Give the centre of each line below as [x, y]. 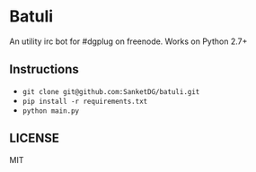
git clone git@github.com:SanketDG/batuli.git [111, 91]
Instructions [44, 69]
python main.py [51, 111]
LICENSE [35, 138]
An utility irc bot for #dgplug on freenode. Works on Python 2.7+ [128, 41]
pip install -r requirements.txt [85, 101]
